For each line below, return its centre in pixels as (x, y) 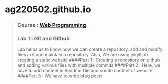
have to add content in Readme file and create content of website (85, 71)
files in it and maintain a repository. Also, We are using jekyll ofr (83, 55)
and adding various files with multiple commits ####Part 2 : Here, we (89, 65)
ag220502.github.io (48, 9)
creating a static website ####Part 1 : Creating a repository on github (89, 60)
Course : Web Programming (52, 25)
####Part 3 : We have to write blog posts (60, 76)
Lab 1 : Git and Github (43, 39)
